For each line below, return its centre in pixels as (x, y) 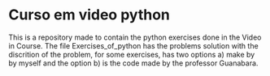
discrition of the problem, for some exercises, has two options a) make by (132, 54)
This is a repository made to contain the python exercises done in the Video (135, 37)
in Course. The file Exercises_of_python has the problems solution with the (133, 45)
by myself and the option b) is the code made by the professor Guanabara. (133, 63)
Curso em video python (89, 15)
